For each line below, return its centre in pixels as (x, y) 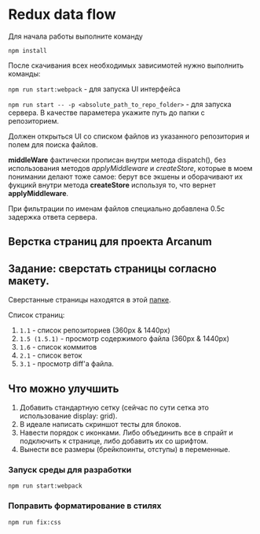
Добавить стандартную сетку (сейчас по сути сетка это (114, 407)
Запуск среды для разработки (70, 469)
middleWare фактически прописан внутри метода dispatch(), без (117, 160)
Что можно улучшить (64, 389)
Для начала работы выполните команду (75, 36)
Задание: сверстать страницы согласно (113, 268)
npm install (27, 50)
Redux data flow (62, 15)
